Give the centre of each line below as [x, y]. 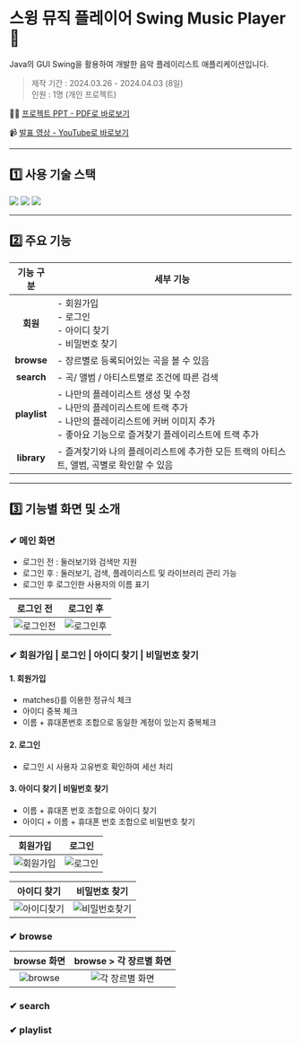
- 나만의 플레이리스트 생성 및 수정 [124, 394]
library [31, 457]
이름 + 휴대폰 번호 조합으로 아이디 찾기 [89, 810]
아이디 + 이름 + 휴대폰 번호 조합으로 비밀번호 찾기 [108, 821]
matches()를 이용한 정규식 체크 [77, 700]
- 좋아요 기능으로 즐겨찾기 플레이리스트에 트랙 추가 [158, 435]
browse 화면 [39, 962]
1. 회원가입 [28, 678]
